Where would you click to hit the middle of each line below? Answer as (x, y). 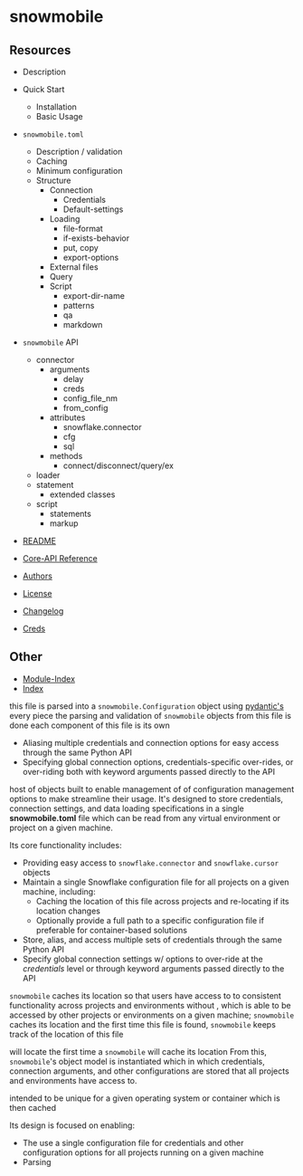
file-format (83, 229)
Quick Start (43, 89)
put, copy (81, 248)
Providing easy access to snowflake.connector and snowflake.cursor (150, 863)
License (37, 593)
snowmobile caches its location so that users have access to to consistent (146, 995)
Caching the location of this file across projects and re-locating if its (162, 901)
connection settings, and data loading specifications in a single (127, 808)
